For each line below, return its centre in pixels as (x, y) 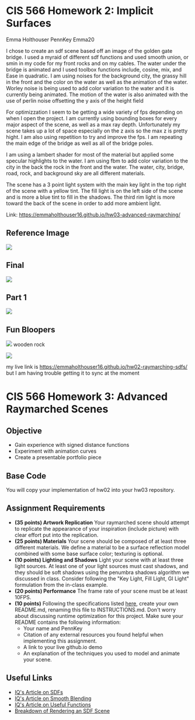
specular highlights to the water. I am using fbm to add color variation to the (97, 161)
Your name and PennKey (53, 628)
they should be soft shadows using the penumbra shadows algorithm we (102, 572)
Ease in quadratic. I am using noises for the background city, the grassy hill (96, 76)
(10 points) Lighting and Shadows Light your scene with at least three (99, 560)
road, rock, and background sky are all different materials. (76, 173)
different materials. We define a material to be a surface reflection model (102, 547)
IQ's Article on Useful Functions (53, 704)
